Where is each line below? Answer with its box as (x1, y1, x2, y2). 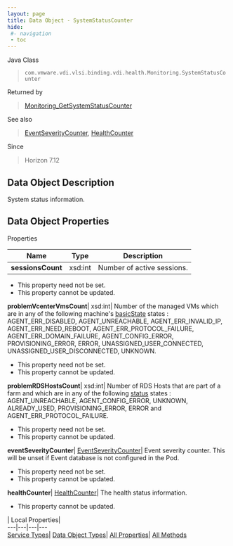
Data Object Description (7, 177, 114, 189)
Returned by (7, 88, 44, 96)
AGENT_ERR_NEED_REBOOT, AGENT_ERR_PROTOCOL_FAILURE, (7, 324, 194, 333)
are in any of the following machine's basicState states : (7, 309, 169, 317)
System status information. (7, 195, 86, 203)
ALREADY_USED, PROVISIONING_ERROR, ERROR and (7, 404, 162, 412)
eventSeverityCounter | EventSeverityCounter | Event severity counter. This (7, 446, 226, 455)
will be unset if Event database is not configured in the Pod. (7, 453, 180, 462)
